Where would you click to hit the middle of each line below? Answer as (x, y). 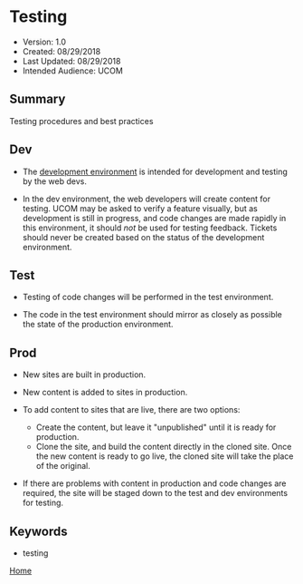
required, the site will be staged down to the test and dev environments (155, 493)
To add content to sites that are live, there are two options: (131, 410)
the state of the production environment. (98, 325)
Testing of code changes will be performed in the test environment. (148, 297)
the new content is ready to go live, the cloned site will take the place (165, 456)
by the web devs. (55, 181)
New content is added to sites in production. (105, 393)
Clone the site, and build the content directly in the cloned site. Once (164, 447)
